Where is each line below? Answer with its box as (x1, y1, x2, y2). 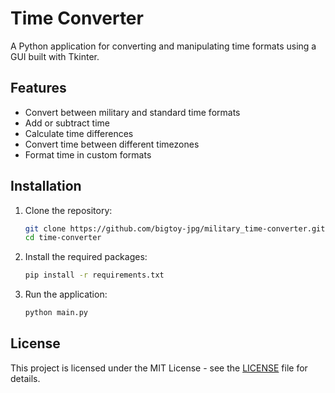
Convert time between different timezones (24, 138, 200, 150)
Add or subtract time (24, 117, 111, 129)
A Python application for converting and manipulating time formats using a (10, 40, 317, 52)
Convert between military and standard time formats (24, 106, 241, 118)
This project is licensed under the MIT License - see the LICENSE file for (10, 362, 308, 374)
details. (10, 372, 41, 384)
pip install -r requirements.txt (24, 270, 165, 281)
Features (10, 80, 67, 97)
